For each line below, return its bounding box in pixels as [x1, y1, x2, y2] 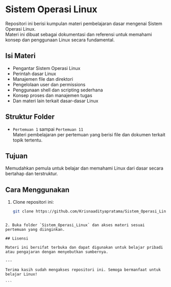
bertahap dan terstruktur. [5, 171, 58, 177]
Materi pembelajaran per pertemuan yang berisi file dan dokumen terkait [12, 131, 166, 137]
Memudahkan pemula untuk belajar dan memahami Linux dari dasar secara [5, 165, 163, 172]
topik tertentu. [12, 137, 43, 143]
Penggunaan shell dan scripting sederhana [12, 87, 103, 93]
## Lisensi [5, 236, 29, 241]
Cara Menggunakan [5, 185, 70, 194]
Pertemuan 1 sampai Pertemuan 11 [12, 126, 83, 132]
